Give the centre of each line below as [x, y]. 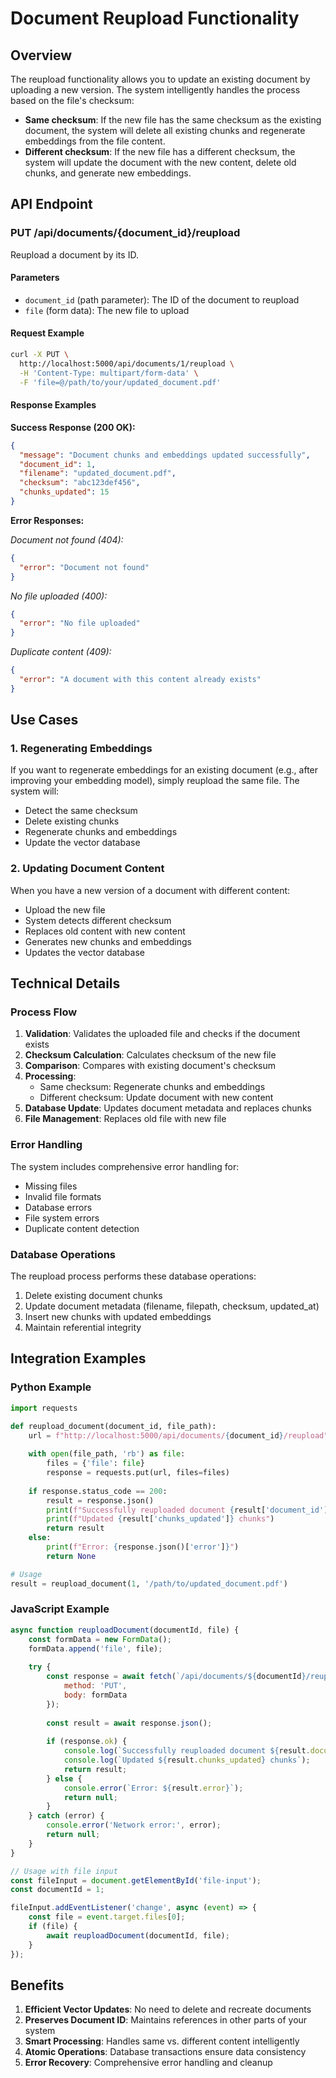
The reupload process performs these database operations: [133, 1276]
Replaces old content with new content [105, 931]
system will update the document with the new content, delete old [160, 162]
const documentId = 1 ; [57, 1890]
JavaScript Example [60, 1609]
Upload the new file [65, 909]
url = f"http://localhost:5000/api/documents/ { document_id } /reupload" [178, 1435]
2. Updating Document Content [87, 869]
